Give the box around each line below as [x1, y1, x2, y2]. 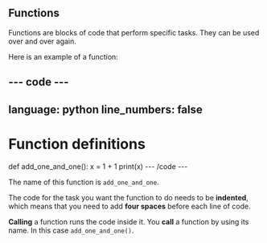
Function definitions [8, 134, 146, 153]
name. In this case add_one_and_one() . [8, 225, 134, 235]
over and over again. [8, 36, 76, 46]
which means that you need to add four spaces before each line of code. [8, 201, 251, 211]
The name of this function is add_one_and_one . [8, 177, 159, 187]
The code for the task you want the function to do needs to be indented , [8, 192, 249, 202]
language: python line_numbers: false [8, 102, 203, 116]
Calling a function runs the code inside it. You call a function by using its [8, 216, 249, 226]
